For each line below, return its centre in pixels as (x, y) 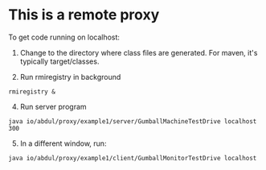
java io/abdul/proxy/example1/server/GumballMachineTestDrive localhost (133, 121)
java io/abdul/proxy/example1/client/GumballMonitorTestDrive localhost (133, 158)
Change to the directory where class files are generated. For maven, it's (139, 52)
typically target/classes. (59, 61)
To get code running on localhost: (64, 37)
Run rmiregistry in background (70, 77)
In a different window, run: (63, 143)
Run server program (53, 106)
